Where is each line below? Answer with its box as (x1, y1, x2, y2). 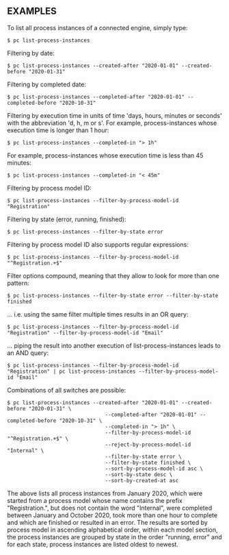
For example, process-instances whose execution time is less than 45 (7, 151, 204, 160)
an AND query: (7, 349, 49, 357)
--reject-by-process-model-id (105, 441, 191, 448)
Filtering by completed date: (7, 80, 87, 88)
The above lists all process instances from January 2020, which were (7, 489, 203, 497)
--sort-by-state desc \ (105, 471, 173, 478)
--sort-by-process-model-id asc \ (105, 465, 204, 472)
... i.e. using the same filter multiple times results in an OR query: (7, 310, 189, 318)
